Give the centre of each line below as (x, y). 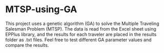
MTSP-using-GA (41, 9)
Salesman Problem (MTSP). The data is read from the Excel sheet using (81, 29)
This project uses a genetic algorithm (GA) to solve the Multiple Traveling (82, 23)
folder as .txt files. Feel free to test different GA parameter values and (79, 40)
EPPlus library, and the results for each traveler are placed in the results (81, 34)
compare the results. (27, 45)
